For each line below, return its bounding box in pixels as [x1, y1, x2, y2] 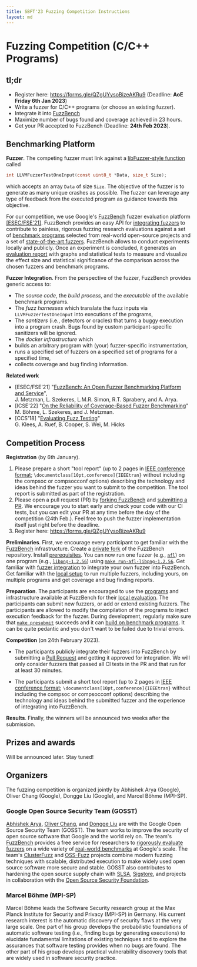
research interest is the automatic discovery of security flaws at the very [6, 917, 182, 924]
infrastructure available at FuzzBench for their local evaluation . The [6, 594, 169, 601]
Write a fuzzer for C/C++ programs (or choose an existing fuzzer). [14, 103, 175, 111]
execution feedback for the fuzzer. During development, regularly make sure [6, 613, 191, 620]
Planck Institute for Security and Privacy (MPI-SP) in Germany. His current [6, 911, 186, 918]
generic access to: [6, 280, 51, 288]
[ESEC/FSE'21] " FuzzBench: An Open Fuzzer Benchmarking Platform [14, 383, 181, 391]
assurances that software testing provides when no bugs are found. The [6, 942, 181, 949]
